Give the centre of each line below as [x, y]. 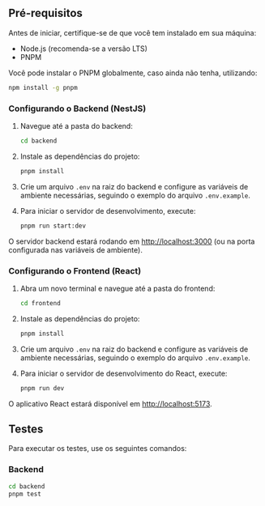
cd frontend [40, 303]
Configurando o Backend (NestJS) [77, 108]
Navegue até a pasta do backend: [77, 125]
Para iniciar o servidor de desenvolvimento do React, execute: [124, 373]
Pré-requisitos [46, 13]
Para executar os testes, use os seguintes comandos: [98, 449]
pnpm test [25, 494]
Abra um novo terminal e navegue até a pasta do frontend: [118, 288]
